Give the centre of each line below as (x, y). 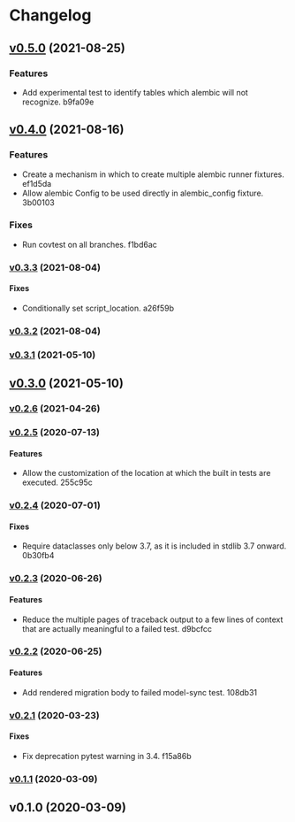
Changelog (50, 15)
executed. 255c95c (57, 482)
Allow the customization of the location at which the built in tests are (146, 473)
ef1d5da (37, 183)
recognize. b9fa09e (58, 102)
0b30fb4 (38, 556)
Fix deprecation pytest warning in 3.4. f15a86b (106, 756)
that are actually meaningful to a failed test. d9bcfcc (117, 628)
